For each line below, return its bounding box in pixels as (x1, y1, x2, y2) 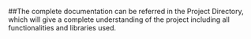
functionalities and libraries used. (8, 23, 117, 32)
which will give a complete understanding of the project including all (8, 15, 230, 24)
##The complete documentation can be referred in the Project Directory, (8, 7, 245, 16)
